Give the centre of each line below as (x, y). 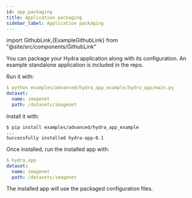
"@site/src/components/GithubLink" (51, 47)
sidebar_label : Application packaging (55, 23)
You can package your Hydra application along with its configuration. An (96, 59)
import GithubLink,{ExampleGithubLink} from (62, 41)
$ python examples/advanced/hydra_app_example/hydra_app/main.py (90, 88)
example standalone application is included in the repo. (75, 65)
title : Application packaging (44, 18)
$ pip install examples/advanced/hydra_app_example (72, 127)
